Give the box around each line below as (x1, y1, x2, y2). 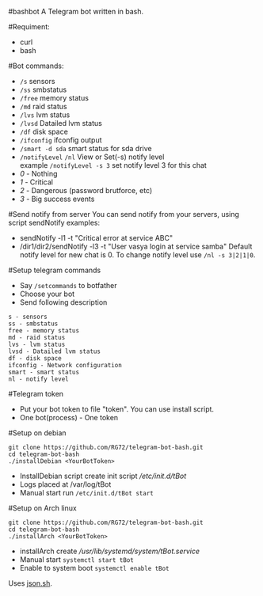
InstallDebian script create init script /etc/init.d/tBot (19, 471, 187, 480)
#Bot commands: (8, 61, 64, 70)
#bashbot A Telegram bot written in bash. (8, 7, 144, 16)
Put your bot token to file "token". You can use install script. (19, 404, 215, 414)
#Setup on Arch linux (8, 503, 77, 513)
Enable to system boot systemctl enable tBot (19, 564, 170, 572)
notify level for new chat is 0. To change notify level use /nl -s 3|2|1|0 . (19, 250, 256, 260)
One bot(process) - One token (19, 413, 119, 422)
